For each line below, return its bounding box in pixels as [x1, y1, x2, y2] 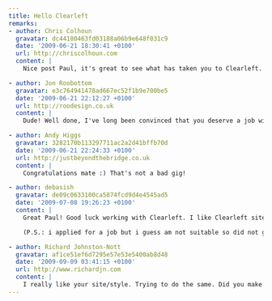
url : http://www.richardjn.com [15, 265, 121, 273]
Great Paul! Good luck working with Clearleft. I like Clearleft [23, 214, 249, 222]
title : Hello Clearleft [8, 11, 89, 20]
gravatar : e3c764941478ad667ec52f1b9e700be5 [15, 87, 168, 95]
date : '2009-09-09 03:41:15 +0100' [15, 258, 136, 266]
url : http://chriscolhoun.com [15, 49, 117, 57]
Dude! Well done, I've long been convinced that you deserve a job [23, 117, 255, 125]
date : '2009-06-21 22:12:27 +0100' [15, 94, 136, 102]
